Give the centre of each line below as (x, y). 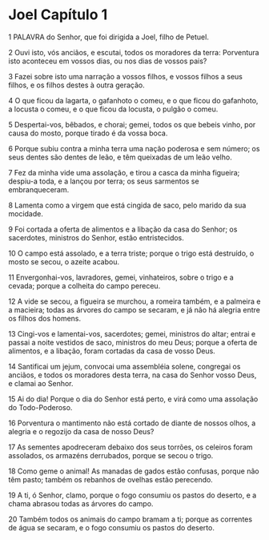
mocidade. (26, 213)
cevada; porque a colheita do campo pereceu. (84, 285)
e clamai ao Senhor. (41, 383)
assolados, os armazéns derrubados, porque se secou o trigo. (111, 455)
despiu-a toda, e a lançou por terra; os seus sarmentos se (104, 181)
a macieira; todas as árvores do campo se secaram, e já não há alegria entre (134, 309)
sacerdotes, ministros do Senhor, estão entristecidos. (96, 237)
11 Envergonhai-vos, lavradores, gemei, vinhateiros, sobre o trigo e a (121, 277)
